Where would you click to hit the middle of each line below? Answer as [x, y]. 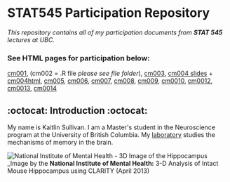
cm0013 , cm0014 [32, 89]
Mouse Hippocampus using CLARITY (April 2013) [79, 171]
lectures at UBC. [31, 39]
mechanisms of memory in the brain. [60, 143]
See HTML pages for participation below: [79, 58]
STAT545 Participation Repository [109, 13]
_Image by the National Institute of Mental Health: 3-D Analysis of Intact [113, 164]
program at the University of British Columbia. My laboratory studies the [111, 135]
